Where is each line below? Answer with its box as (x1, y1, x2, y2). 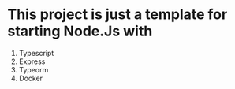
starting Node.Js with (7, 22, 153, 40)
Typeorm (18, 65, 49, 74)
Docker (18, 73, 43, 83)
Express (18, 57, 46, 66)
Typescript (18, 48, 54, 57)
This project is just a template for (7, 6, 228, 24)
